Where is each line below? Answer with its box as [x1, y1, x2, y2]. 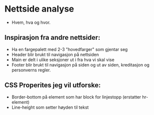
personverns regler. [11, 67, 51, 73]
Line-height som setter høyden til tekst [11, 104, 89, 110]
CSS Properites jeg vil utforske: [4, 81, 101, 89]
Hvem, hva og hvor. [11, 19, 51, 25]
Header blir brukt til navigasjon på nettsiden [11, 51, 99, 57]
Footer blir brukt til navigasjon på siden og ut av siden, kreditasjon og [11, 62, 150, 67]
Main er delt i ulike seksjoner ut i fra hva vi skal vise [11, 57, 115, 63]
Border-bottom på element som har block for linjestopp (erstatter [11, 94, 141, 100]
